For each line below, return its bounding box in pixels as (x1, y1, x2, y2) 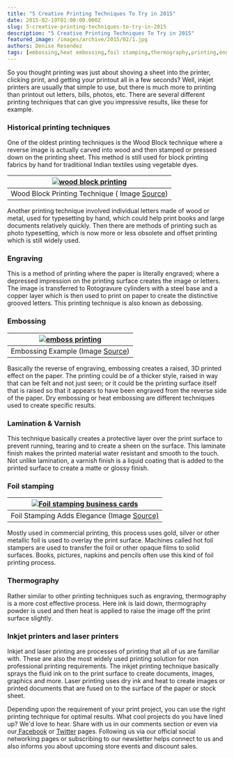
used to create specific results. (7, 401, 96, 409)
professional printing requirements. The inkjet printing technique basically (7, 662, 219, 670)
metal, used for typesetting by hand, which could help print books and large (7, 214, 225, 223)
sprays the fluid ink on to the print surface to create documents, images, (7, 669, 214, 678)
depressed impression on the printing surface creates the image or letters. (7, 276, 221, 286)
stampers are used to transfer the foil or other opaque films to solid (7, 544, 200, 552)
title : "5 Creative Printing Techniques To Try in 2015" (7, 10, 176, 17)
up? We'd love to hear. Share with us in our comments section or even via (7, 719, 218, 728)
